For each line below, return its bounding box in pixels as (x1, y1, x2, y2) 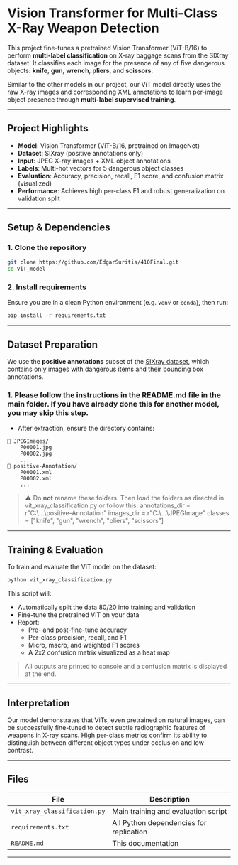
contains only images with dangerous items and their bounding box (7, 365, 204, 374)
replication (112, 827, 147, 837)
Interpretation (7, 697, 70, 709)
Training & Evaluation (7, 544, 103, 556)
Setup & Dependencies (7, 222, 110, 234)
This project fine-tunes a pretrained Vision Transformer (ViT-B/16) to (7, 43, 208, 52)
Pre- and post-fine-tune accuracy (28, 625, 127, 634)
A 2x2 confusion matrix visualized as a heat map (28, 648, 170, 657)
